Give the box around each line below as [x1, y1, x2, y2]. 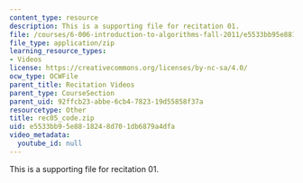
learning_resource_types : [9, 47, 106, 56]
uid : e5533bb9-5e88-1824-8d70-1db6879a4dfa [9, 123, 176, 132]
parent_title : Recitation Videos [9, 80, 135, 89]
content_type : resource [9, 13, 99, 23]
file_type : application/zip [9, 38, 115, 48]
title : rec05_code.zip [9, 114, 95, 123]
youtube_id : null [17, 139, 83, 148]
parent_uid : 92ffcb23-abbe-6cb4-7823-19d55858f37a [9, 96, 204, 106]
